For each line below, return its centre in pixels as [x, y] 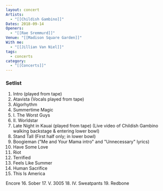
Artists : [15, 14]
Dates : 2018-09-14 [25, 24]
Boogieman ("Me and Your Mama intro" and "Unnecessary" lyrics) [81, 142]
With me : [15, 42]
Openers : [15, 28]
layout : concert [22, 10]
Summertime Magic [33, 110]
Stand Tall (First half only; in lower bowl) [54, 136]
